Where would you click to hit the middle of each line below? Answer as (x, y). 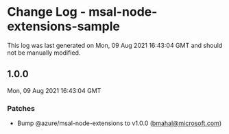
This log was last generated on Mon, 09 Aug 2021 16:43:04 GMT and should (115, 45)
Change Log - (47, 12)
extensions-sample (63, 26)
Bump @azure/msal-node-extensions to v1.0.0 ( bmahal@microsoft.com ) (119, 123)
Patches (21, 108)
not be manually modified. (44, 53)
